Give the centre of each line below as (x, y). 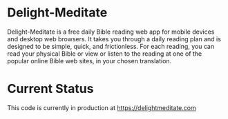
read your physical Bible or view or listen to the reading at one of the (105, 54)
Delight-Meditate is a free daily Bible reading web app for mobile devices (111, 32)
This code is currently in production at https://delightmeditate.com (102, 107)
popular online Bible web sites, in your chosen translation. (89, 61)
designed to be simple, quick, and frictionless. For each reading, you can (111, 46)
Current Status (50, 89)
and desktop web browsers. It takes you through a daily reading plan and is (114, 39)
